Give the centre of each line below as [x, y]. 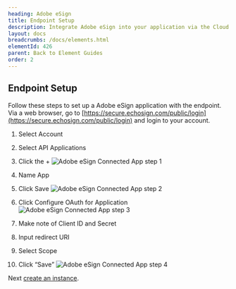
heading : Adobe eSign [40, 14]
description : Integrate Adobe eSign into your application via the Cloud [119, 27]
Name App [34, 175]
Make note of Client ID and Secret [67, 223]
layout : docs [27, 33]
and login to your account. [172, 120]
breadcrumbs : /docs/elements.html [59, 40]
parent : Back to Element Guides [55, 54]
